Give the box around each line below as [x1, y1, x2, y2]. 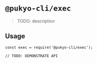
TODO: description [17, 18, 55, 24]
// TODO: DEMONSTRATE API [5, 53, 58, 58]
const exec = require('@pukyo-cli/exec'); [5, 45, 93, 50]
